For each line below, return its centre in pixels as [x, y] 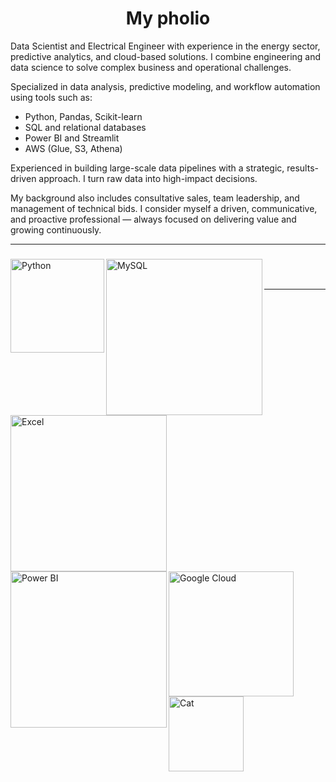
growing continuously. [56, 229]
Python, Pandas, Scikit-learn [83, 116]
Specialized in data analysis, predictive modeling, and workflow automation [165, 86]
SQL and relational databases [85, 127]
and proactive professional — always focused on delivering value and [153, 219]
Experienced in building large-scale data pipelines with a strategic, [147, 168]
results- [302, 168]
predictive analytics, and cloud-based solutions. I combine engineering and [166, 56]
